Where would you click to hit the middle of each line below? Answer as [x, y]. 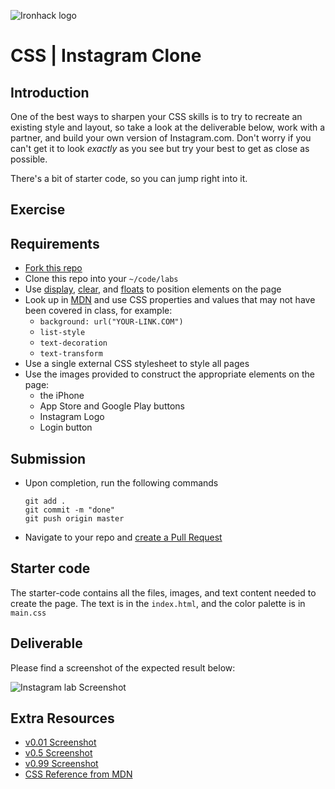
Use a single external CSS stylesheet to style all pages [137, 364]
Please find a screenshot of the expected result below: [123, 667]
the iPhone [62, 396]
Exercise [38, 210]
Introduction [50, 92]
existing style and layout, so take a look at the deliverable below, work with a [168, 127]
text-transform [71, 354]
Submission [48, 458]
